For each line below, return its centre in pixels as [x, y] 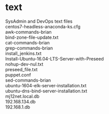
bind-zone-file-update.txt [32, 37]
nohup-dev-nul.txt [24, 64]
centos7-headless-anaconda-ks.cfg [43, 26]
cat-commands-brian [27, 42]
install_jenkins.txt [23, 53]
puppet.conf [18, 75]
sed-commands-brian [28, 80]
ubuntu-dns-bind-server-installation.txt [46, 91]
